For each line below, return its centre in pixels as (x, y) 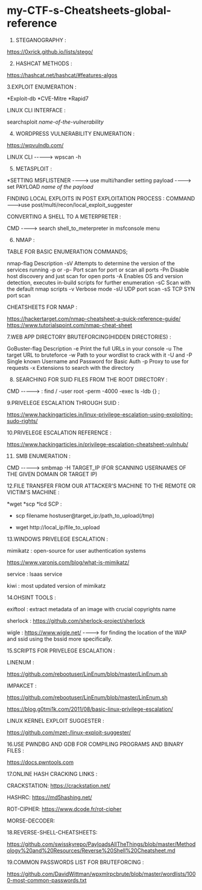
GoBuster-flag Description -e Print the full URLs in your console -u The (95, 348)
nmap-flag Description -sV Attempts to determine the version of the (91, 263)
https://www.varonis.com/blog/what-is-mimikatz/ (68, 562)
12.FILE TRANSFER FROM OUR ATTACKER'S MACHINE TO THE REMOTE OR (101, 486)
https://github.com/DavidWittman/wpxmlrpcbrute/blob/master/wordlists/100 (101, 874)
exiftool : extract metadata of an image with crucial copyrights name (92, 609)
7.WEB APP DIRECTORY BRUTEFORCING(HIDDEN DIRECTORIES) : (89, 337)
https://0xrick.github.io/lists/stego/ (50, 51)
